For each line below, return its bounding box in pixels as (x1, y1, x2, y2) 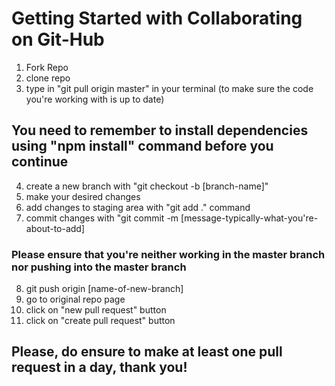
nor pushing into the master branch (11, 260, 187, 274)
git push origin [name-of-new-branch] (25, 283, 184, 295)
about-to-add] (25, 222, 86, 234)
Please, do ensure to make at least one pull (11, 343, 283, 361)
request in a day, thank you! (11, 359, 188, 376)
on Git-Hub (11, 28, 105, 51)
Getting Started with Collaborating (11, 7, 303, 30)
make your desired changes (25, 190, 141, 202)
